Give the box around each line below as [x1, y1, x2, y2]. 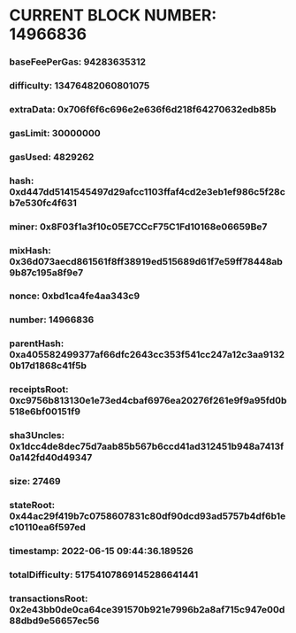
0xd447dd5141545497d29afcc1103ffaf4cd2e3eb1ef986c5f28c [9, 185, 285, 197]
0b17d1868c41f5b [9, 359, 87, 372]
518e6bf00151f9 [9, 405, 81, 418]
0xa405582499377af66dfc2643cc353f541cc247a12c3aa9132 [9, 349, 285, 361]
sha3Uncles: [9, 429, 65, 442]
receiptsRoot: [9, 383, 69, 396]
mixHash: [9, 244, 51, 257]
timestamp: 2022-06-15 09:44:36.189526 [9, 544, 194, 557]
